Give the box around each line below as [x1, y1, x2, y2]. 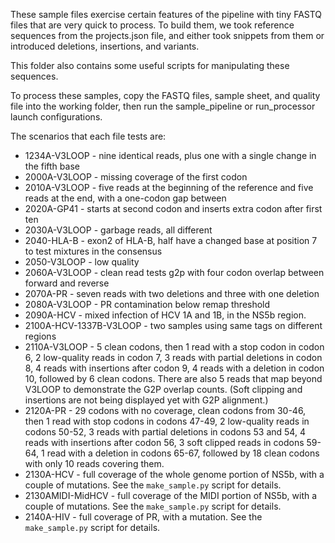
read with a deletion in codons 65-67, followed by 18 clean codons [46, 447, 320, 459]
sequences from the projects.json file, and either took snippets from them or [10, 30, 325, 41]
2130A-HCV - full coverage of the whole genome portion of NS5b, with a [24, 469, 325, 480]
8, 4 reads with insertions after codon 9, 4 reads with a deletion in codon [24, 362, 325, 374]
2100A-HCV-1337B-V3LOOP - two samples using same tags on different [24, 320, 323, 331]
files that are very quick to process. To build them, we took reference [10, 19, 295, 31]
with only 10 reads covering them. [24, 458, 165, 469]
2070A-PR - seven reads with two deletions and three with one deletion [24, 288, 320, 299]
